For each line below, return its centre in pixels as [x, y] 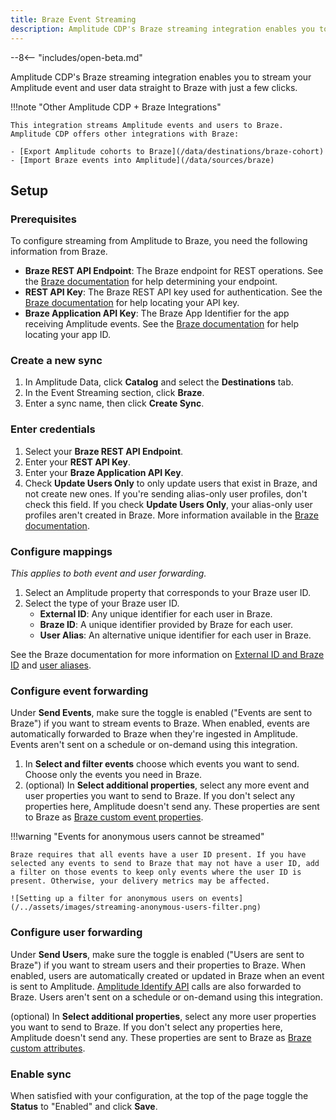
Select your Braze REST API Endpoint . [104, 451]
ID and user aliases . [51, 665]
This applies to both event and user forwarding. [108, 573]
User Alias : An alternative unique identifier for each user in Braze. [175, 635]
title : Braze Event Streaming [73, 19]
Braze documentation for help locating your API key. [132, 303]
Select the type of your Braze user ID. [102, 603]
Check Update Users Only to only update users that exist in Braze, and [171, 483]
